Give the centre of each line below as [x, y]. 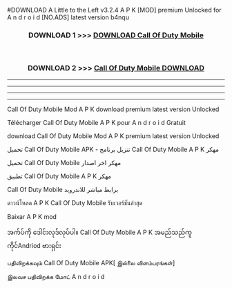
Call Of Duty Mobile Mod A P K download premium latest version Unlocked [113, 109]
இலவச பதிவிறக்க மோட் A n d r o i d [56, 276]
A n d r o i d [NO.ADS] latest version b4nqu [68, 17]
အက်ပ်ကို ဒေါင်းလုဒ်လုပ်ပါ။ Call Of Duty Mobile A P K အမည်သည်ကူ [99, 232]
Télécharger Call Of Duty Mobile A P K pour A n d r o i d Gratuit [97, 122]
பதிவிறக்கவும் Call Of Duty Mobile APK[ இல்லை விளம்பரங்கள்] [91, 262]
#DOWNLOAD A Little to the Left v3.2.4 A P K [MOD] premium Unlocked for [115, 10]
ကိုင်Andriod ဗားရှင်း [35, 245]
